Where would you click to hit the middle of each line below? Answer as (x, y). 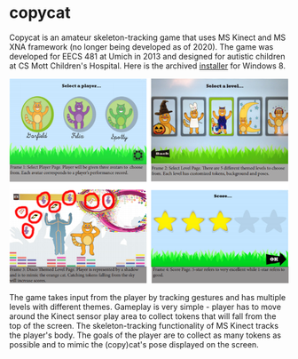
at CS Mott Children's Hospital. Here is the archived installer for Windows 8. (148, 66)
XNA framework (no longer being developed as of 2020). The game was (141, 46)
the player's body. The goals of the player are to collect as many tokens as (145, 335)
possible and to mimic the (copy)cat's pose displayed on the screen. (134, 344)
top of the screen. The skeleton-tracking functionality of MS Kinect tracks (144, 325)
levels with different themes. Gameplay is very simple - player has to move (145, 307)
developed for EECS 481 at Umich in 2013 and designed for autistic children (147, 56)
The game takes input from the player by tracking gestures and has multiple (148, 297)
